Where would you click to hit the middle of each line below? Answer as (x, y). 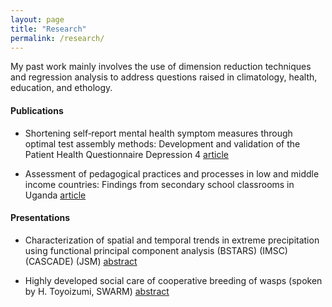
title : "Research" (48, 29)
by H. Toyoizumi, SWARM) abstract (97, 291)
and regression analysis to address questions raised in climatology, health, (164, 77)
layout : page (37, 19)
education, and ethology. (61, 88)
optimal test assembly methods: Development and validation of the (162, 143)
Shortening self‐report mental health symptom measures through (158, 133)
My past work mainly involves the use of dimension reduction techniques (161, 67)
